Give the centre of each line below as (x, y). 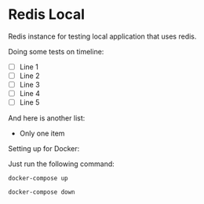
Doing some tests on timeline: (56, 51)
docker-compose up (38, 179)
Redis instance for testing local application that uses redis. (102, 36)
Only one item (42, 134)
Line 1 (29, 67)
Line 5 (29, 102)
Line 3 (30, 85)
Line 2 (29, 76)
